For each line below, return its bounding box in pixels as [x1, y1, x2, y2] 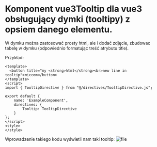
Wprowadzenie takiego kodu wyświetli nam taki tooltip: [5, 136, 115, 142]
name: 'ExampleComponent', [14, 98, 68, 103]
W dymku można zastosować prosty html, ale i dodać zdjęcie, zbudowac [5, 40, 151, 46]
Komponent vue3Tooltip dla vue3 [5, 3, 142, 15]
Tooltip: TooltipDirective [22, 106, 77, 111]
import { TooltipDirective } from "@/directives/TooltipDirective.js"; [5, 85, 153, 90]
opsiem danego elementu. [5, 24, 113, 35]
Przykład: [5, 54, 24, 60]
